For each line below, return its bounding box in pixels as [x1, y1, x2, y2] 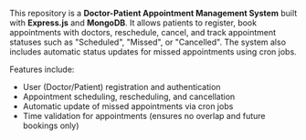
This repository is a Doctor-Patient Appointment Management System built [9, 8, 298, 18]
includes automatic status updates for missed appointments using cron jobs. [9, 46, 297, 57]
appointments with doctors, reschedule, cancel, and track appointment [9, 27, 277, 37]
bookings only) [22, 120, 79, 131]
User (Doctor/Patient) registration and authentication [22, 82, 221, 92]
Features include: [9, 64, 75, 75]
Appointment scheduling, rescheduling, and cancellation [22, 91, 236, 102]
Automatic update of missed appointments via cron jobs [22, 101, 234, 112]
